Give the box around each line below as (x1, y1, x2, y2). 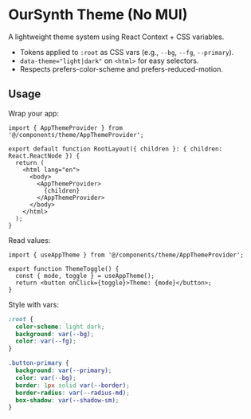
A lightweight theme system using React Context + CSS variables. (8, 32, 225, 41)
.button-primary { (8, 359, 69, 367)
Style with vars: (8, 300, 60, 309)
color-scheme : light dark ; (15, 323, 105, 331)
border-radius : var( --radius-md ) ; (15, 389, 130, 397)
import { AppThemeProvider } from (8, 123, 124, 132)
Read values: (8, 235, 51, 245)
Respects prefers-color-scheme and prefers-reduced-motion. (19, 64, 223, 73)
